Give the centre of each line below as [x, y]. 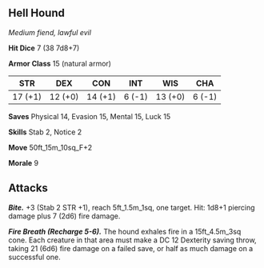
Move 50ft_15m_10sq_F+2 [50, 147]
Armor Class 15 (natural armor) [60, 63]
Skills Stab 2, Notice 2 [45, 132]
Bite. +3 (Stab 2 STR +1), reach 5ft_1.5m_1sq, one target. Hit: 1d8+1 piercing [132, 207]
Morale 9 [24, 162]
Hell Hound [37, 13]
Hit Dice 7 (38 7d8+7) [44, 48]
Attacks [28, 188]
